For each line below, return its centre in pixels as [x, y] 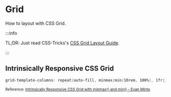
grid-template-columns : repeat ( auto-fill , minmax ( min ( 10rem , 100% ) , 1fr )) [86, 80]
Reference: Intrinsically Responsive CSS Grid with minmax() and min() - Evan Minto [78, 89]
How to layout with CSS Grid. [36, 23]
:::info [11, 33]
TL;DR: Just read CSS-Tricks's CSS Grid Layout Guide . [62, 43]
